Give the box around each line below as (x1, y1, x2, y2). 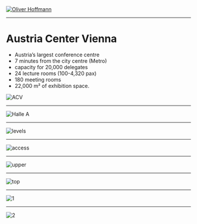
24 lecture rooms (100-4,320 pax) (14, 70, 97, 77)
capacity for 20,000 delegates (14, 64, 88, 71)
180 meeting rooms (14, 76, 62, 83)
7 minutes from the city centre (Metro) (14, 57, 107, 65)
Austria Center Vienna (6, 32, 117, 45)
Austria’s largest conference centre (14, 51, 100, 59)
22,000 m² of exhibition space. (14, 83, 90, 90)
